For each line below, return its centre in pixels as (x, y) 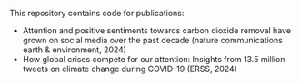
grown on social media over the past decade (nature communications (153, 40)
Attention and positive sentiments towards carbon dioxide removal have (157, 30)
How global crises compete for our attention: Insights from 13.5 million (154, 59)
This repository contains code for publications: (97, 13)
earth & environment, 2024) (75, 50)
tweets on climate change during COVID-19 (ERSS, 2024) (130, 69)
